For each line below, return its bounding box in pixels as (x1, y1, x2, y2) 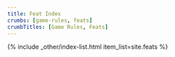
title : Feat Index (7, 10, 61, 18)
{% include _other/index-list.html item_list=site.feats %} (7, 43, 169, 51)
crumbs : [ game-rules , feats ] (7, 17, 93, 24)
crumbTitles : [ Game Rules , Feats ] (7, 23, 109, 30)
